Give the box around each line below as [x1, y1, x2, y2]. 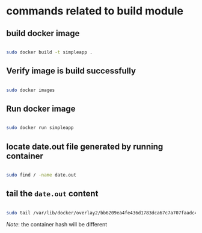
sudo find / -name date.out [6, 172, 77, 178]
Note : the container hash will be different [6, 220, 108, 228]
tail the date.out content [6, 189, 99, 199]
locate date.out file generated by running [6, 141, 164, 151]
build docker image [6, 28, 80, 38]
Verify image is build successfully [6, 66, 136, 76]
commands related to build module [6, 4, 183, 18]
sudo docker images [6, 87, 55, 93]
